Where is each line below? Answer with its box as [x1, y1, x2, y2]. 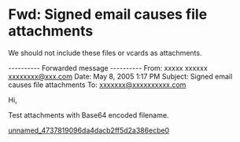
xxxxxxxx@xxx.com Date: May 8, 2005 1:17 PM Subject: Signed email [8, 71, 233, 81]
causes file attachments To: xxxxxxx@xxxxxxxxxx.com [8, 80, 186, 89]
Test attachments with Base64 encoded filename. [8, 110, 169, 119]
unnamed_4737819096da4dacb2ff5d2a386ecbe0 [8, 126, 170, 135]
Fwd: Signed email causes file [8, 5, 208, 24]
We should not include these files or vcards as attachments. [8, 48, 202, 57]
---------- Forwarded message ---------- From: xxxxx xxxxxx [8, 63, 209, 72]
